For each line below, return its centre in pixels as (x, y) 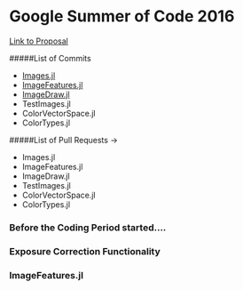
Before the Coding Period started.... (88, 227)
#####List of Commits (50, 58)
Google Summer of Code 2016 (122, 16)
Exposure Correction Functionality (85, 251)
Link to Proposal (39, 41)
